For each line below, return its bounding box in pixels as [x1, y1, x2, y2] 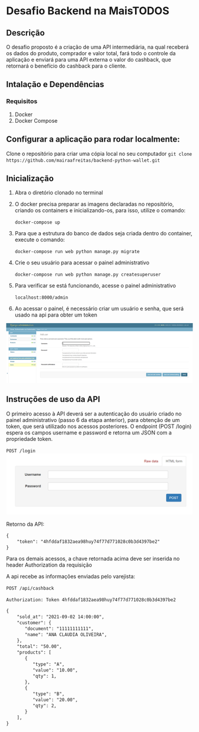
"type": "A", [32, 661, 65, 667]
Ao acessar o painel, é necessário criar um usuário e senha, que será [14, 305, 184, 312]
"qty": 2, [32, 703, 57, 709]
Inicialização [6, 173, 54, 183]
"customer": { [17, 620, 52, 626]
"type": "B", [32, 691, 65, 697]
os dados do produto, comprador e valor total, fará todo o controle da [6, 50, 176, 57]
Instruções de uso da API [6, 394, 101, 404]
